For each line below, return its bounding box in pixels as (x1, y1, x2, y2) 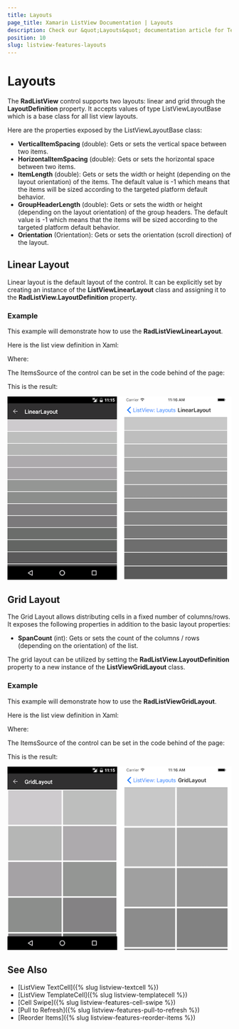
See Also (7, 964, 48, 976)
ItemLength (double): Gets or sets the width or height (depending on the (17, 170, 231, 178)
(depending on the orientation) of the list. (17, 642, 139, 650)
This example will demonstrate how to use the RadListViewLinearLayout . (7, 327, 223, 335)
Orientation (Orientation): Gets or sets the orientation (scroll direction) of (17, 230, 232, 239)
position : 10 (7, 34, 46, 41)
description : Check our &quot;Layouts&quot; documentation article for (7, 26, 224, 34)
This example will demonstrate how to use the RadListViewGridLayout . (7, 696, 217, 706)
